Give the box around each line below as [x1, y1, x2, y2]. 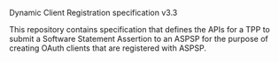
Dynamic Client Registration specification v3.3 [9, 8, 178, 17]
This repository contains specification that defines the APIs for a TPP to [9, 24, 270, 34]
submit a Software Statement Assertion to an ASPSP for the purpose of [9, 34, 268, 44]
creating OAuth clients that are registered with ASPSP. [9, 43, 206, 53]
